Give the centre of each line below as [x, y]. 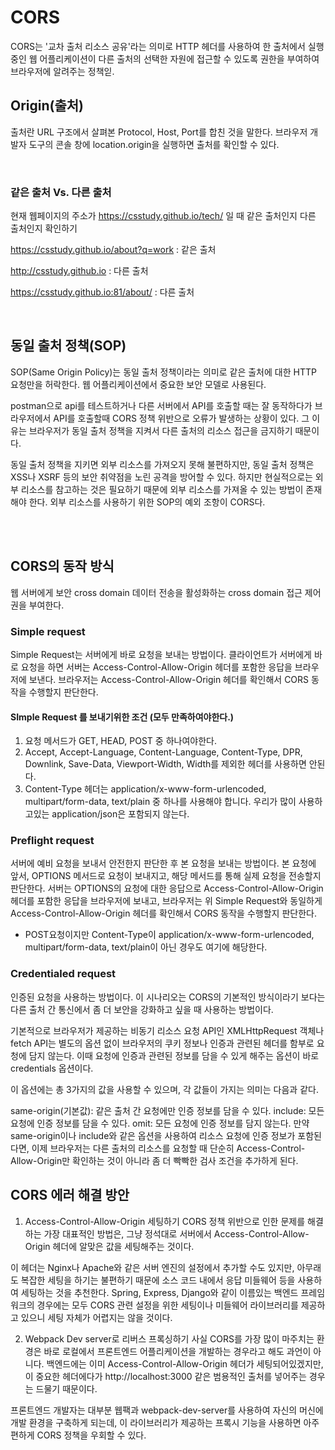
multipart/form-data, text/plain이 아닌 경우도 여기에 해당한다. [146, 947]
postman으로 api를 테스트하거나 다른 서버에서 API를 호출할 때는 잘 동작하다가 [161, 405]
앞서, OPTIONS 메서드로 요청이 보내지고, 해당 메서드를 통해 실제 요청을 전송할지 [166, 876]
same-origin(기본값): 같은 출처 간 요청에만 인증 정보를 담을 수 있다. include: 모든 [167, 1110]
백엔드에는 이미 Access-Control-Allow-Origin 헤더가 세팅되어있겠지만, [185, 1363]
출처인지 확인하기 [44, 228]
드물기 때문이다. [66, 1388]
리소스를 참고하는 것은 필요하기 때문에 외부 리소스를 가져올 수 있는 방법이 [162, 489]
